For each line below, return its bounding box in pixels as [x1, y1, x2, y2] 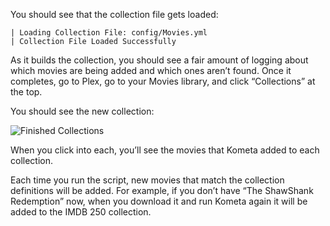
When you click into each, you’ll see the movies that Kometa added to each [10, 144, 320, 156]
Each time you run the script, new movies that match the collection [10, 174, 285, 186]
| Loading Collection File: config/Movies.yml [10, 28, 208, 38]
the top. [10, 86, 43, 98]
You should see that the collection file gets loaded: [10, 9, 219, 20]
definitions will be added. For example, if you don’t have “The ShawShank [10, 185, 314, 196]
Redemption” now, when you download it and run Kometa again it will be [10, 195, 308, 207]
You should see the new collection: [10, 105, 155, 117]
